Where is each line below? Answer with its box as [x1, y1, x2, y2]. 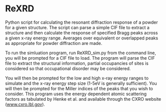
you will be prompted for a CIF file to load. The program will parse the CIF [5, 55, 155, 61]
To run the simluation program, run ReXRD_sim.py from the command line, [5, 50, 156, 56]
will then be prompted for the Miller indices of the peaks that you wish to [5, 85, 154, 91]
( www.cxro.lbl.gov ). [5, 101, 46, 107]
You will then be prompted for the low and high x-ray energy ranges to [5, 75, 149, 81]
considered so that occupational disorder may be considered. [5, 65, 131, 72]
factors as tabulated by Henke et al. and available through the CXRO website [5, 96, 162, 102]
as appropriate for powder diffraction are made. [5, 40, 103, 46]
